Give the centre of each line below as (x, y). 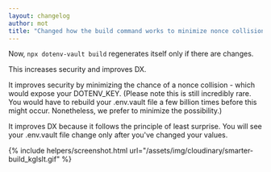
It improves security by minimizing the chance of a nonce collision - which (132, 85)
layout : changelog (39, 16)
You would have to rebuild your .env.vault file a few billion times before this (133, 103)
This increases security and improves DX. (77, 69)
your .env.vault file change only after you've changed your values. (118, 135)
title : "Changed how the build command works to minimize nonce (119, 31)
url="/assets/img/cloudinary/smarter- (192, 151)
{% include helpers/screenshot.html (68, 151)
